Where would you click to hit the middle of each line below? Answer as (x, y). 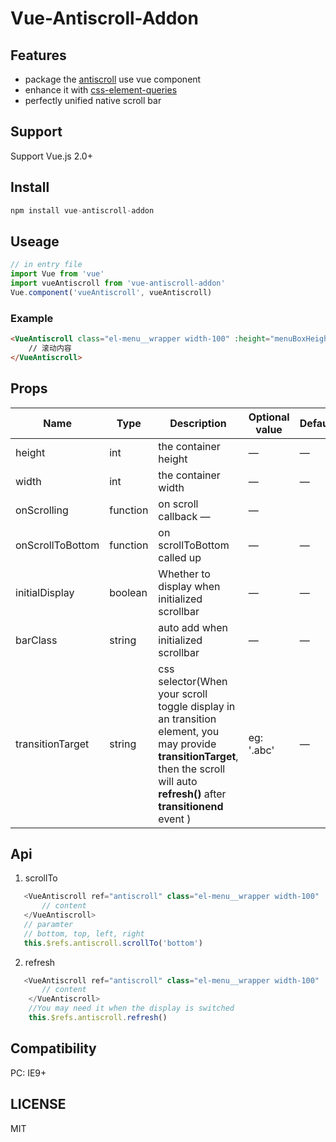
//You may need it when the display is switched (131, 1008)
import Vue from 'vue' (57, 274)
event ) (175, 819)
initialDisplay (45, 592)
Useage (35, 241)
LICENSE (38, 1104)
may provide (187, 744)
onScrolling (42, 510)
